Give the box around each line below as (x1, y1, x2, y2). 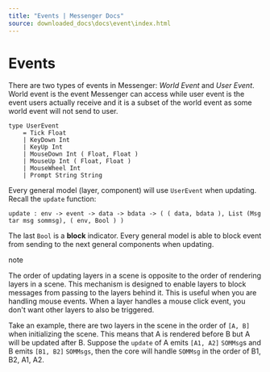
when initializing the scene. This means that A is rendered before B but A (8, 329, 251, 339)
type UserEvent (8, 122, 60, 130)
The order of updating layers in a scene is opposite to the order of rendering (8, 271, 262, 281)
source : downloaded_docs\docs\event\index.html (8, 19, 172, 27)
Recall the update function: (8, 194, 97, 204)
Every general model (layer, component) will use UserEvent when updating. (8, 186, 257, 195)
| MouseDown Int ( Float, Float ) (23, 150, 139, 158)
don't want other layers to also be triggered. (8, 305, 155, 315)
